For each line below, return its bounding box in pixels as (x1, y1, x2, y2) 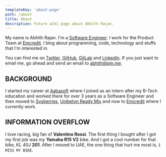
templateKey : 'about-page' (5, 7, 61, 12)
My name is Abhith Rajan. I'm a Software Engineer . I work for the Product (5, 35, 154, 41)
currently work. (5, 104, 36, 110)
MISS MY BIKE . (5, 147, 33, 153)
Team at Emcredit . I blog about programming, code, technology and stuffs (5, 40, 156, 46)
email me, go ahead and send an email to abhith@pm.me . (5, 60, 122, 66)
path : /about (5, 12, 32, 17)
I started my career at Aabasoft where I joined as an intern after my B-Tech (5, 88, 158, 94)
